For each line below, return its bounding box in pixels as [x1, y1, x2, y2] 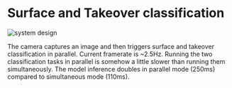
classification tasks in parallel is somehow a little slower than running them [7, 57, 226, 65]
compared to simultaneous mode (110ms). [7, 72, 130, 81]
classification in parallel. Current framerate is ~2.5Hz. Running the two [7, 50, 213, 58]
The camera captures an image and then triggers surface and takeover [7, 42, 215, 50]
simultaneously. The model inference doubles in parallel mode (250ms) [7, 65, 216, 73]
